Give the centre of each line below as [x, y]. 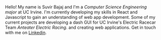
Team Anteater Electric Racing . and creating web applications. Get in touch [80, 27]
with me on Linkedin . [26, 33]
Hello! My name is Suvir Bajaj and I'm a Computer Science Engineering [76, 7]
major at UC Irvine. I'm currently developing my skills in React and [71, 12]
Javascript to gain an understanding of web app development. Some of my [80, 17]
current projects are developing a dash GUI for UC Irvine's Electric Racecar [80, 22]
